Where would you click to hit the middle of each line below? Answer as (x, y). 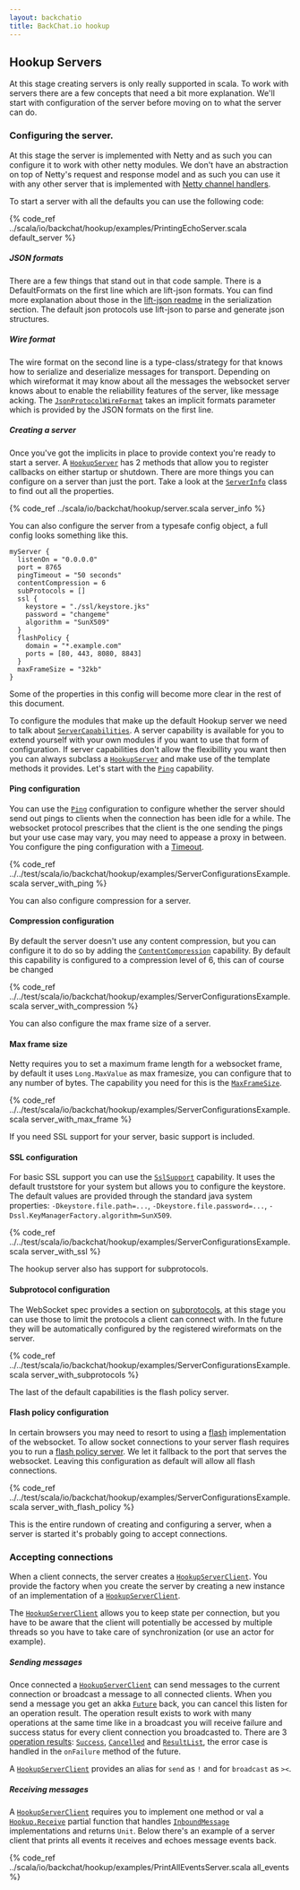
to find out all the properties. (62, 490)
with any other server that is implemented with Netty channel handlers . (140, 184)
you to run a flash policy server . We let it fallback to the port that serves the (148, 1451)
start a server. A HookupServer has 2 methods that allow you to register (139, 462)
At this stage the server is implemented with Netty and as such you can (141, 155)
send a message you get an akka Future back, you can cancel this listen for (149, 1704)
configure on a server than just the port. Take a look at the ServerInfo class (148, 481)
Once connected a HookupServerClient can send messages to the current (145, 1685)
